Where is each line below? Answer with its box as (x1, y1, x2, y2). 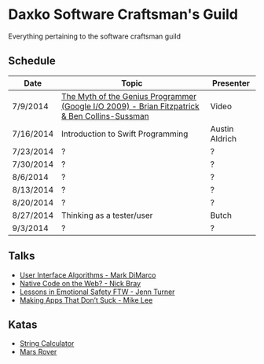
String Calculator (19, 339, 75, 348)
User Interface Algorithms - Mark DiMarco (19, 270, 156, 280)
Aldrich (210, 133, 237, 144)
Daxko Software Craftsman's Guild (8, 6, 238, 24)
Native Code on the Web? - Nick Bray (19, 278, 141, 288)
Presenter (211, 77, 250, 88)
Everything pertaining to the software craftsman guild (8, 31, 181, 41)
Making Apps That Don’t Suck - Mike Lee (19, 295, 153, 304)
